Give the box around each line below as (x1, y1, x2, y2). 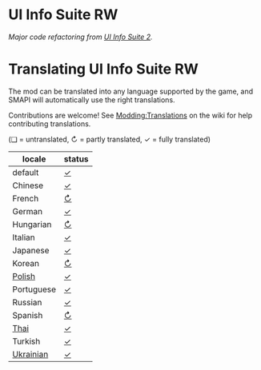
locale (22, 153, 46, 165)
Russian (12, 296, 42, 308)
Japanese (12, 245, 50, 256)
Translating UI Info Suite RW (8, 60, 199, 78)
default (12, 166, 39, 177)
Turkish (12, 336, 41, 347)
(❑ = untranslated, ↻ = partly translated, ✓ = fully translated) (8, 134, 211, 144)
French (12, 193, 39, 204)
